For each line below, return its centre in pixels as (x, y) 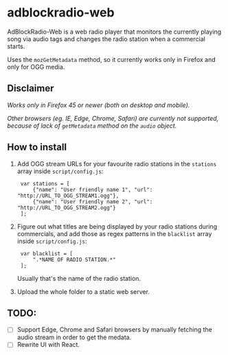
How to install (37, 147)
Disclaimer (31, 88)
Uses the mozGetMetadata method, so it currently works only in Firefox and (111, 59)
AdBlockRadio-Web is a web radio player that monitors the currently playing (114, 32)
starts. (16, 46)
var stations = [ (45, 183)
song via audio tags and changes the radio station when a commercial (106, 38)
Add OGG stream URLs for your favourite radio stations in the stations (117, 163)
